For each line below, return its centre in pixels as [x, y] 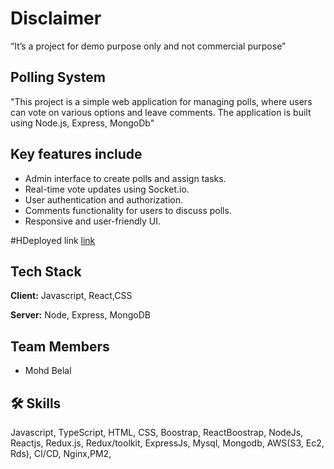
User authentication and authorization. [104, 199]
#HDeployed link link [53, 240]
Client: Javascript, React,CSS [71, 296]
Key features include [76, 154]
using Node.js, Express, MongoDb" [82, 123]
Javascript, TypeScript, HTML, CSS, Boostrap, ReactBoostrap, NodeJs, [157, 432]
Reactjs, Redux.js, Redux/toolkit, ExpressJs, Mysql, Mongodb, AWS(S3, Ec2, [167, 443]
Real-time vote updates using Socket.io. [107, 189]
